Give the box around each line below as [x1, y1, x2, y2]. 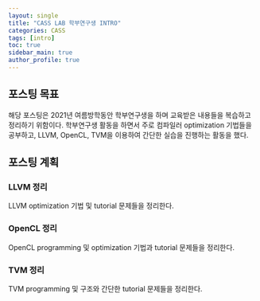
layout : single [8, 11, 59, 20]
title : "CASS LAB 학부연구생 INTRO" [8, 19, 122, 27]
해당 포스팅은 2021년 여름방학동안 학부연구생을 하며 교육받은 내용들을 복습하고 [8, 110, 252, 119]
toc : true [8, 41, 41, 49]
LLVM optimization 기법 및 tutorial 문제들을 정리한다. [8, 201, 175, 211]
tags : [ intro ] [8, 33, 56, 42]
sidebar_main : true [8, 49, 73, 57]
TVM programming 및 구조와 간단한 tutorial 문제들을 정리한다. [8, 283, 203, 293]
